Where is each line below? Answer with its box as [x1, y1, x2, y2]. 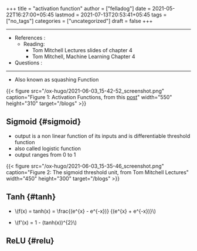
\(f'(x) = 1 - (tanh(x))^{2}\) [14, 219, 77, 226]
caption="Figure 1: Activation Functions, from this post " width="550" [6, 94, 172, 100]
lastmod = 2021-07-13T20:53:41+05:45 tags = [55, 11, 167, 18]
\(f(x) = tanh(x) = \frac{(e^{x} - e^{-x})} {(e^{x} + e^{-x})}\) [14, 208, 157, 215]
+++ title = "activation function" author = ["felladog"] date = [6, 5, 151, 12]
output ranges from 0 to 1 [14, 151, 76, 158]
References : [14, 35, 46, 41]
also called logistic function [14, 145, 81, 152]
